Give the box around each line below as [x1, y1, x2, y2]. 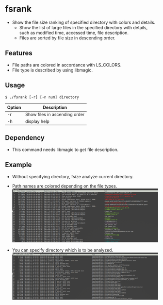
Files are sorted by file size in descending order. [19, 35, 115, 41]
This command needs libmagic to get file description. [12, 147, 119, 152]
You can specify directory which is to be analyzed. [12, 247, 113, 253]
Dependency [5, 134, 45, 142]
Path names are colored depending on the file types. [12, 183, 117, 189]
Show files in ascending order [25, 112, 85, 118]
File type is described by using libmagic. [12, 67, 93, 73]
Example [5, 161, 32, 169]
